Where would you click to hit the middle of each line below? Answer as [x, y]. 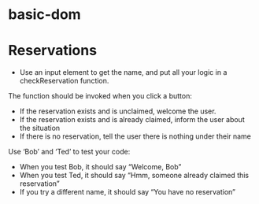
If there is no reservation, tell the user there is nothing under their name [135, 136]
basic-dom [44, 15]
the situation [40, 128]
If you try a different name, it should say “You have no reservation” [128, 192]
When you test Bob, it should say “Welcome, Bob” [100, 167]
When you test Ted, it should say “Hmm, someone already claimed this [134, 176]
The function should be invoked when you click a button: [100, 96]
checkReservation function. [64, 81]
